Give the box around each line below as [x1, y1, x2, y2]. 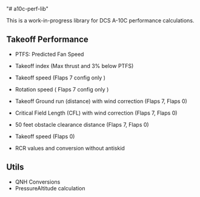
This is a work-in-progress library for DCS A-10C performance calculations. [6, 17, 195, 24]
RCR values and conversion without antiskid [15, 144, 125, 152]
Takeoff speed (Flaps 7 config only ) [15, 74, 106, 81]
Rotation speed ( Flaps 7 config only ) [15, 85, 109, 93]
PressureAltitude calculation [15, 184, 86, 192]
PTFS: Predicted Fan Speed [15, 50, 84, 58]
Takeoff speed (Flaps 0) [15, 133, 75, 140]
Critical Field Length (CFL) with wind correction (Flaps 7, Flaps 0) [15, 109, 178, 116]
